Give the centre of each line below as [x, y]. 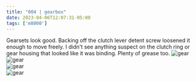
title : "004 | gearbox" [36, 12]
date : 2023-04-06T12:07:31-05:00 [49, 18]
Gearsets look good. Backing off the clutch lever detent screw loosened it [98, 41]
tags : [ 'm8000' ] [27, 23]
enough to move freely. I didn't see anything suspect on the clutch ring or [98, 47]
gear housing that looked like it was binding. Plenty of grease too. [88, 53]
